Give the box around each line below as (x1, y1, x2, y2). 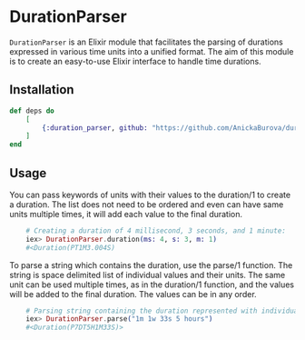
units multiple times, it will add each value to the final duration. (9, 208, 243, 219)
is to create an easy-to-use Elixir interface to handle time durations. (9, 55, 261, 66)
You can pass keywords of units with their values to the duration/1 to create (9, 189, 291, 200)
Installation (9, 82, 74, 97)
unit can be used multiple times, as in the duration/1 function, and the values (9, 279, 295, 290)
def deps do (9, 106, 54, 115)
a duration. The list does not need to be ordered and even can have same (9, 198, 284, 210)
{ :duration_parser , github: (42, 123, 148, 133)
